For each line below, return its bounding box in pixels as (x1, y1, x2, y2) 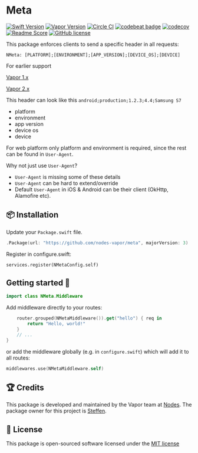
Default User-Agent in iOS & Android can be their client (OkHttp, (14, 186, 169, 193)
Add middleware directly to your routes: (6, 304, 103, 311)
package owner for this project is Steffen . (6, 407, 107, 415)
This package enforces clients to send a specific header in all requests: (6, 41, 179, 48)
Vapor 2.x (6, 85, 30, 92)
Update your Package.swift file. (6, 228, 82, 235)
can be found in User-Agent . (6, 151, 74, 158)
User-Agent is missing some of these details (14, 173, 121, 180)
